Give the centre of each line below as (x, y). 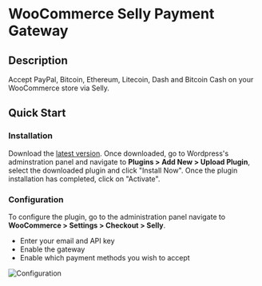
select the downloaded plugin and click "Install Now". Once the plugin (123, 170)
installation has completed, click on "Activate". (84, 179)
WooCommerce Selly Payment (111, 14)
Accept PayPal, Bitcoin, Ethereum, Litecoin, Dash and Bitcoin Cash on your (131, 79)
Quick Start (37, 113)
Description (38, 60)
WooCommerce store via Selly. (59, 88)
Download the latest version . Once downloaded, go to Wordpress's (119, 153)
